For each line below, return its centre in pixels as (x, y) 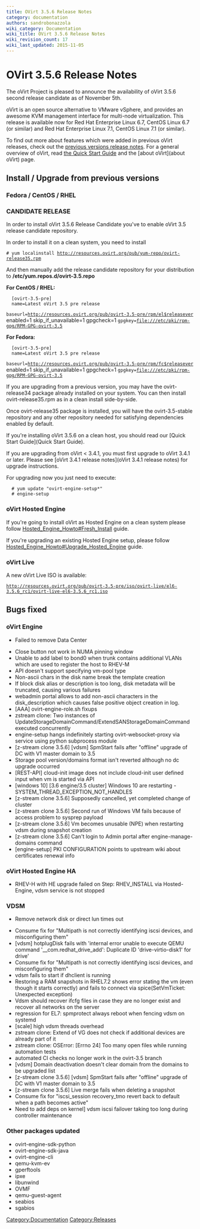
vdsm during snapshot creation (53, 830)
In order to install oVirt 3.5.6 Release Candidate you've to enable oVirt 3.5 (96, 224)
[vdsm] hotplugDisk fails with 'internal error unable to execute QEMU (99, 943)
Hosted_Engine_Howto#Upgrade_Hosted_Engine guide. (75, 546)
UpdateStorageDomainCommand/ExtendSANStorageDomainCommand (102, 722)
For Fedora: (21, 337)
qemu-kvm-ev (32, 1163)
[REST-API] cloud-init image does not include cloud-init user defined (99, 773)
